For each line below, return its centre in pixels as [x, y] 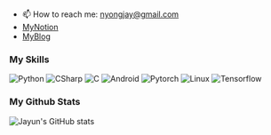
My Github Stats [45, 102]
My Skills [29, 60]
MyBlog [36, 36]
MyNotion [40, 27]
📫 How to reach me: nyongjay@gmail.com [100, 14]
